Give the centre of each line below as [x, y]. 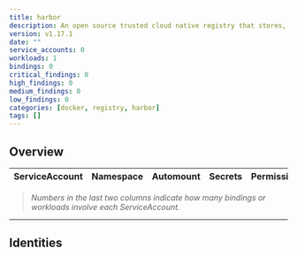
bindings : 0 [31, 67]
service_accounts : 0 [47, 50]
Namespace [118, 176]
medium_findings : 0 [45, 91]
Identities [36, 243]
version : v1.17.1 [41, 34]
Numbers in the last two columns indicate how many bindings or [148, 197]
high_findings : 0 [41, 83]
